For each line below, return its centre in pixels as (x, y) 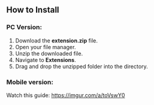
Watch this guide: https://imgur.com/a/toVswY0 (66, 95)
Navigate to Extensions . (45, 59)
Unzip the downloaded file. (49, 53)
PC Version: (24, 27)
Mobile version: (30, 82)
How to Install (33, 10)
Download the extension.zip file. (56, 40)
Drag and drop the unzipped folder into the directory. (81, 66)
